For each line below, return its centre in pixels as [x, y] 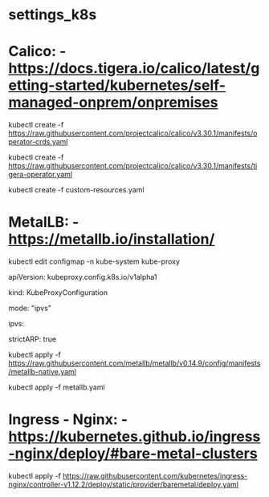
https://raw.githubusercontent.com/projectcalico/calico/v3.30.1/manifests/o [133, 133]
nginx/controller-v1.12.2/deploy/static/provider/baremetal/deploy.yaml [124, 484]
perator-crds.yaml [38, 142]
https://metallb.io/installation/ [112, 239]
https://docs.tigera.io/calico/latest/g [134, 69]
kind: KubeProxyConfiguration [58, 293]
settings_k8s [53, 15]
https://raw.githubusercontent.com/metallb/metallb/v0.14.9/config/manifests [134, 363]
